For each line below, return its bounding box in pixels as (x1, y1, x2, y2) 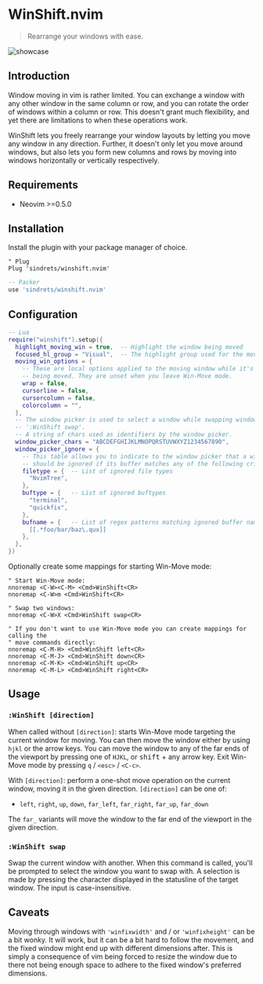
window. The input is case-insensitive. (8, 883, 131, 893)
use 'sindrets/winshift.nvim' (8, 286, 107, 294)
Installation (8, 221, 64, 235)
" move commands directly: (8, 638, 96, 647)
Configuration (8, 308, 78, 321)
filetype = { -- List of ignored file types (22, 467, 174, 475)
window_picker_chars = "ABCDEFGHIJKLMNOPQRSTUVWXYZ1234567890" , (15, 438, 229, 446)
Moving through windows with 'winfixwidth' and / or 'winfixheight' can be (8, 927, 255, 936)
